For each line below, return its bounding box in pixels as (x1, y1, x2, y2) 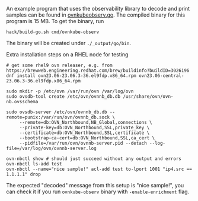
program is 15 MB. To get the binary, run (6, 18, 104, 24)
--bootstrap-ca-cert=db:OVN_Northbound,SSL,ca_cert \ (19, 135, 155, 141)
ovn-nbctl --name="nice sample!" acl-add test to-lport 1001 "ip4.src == (6, 166, 193, 172)
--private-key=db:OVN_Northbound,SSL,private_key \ (19, 125, 150, 130)
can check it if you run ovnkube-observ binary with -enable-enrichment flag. (6, 188, 190, 195)
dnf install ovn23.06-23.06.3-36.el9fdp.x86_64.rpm (6, 73, 136, 79)
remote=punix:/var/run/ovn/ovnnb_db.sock (6, 114, 110, 120)
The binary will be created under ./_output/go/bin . (6, 40, 132, 46)
